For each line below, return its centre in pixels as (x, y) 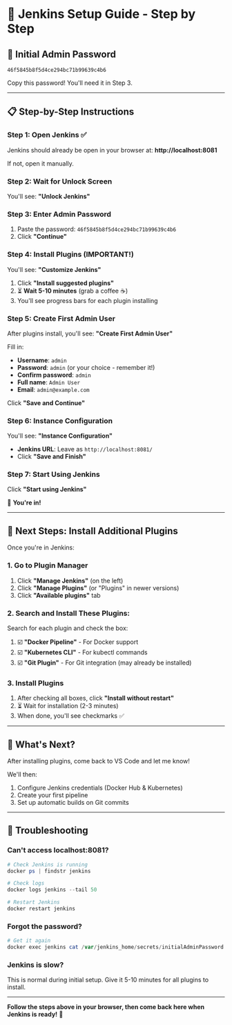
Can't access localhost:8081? (58, 850)
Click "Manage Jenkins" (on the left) (70, 580)
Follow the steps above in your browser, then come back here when (106, 1007)
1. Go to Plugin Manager (48, 565)
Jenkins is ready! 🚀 (35, 1015)
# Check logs (26, 884)
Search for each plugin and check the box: (68, 628)
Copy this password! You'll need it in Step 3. (70, 83)
